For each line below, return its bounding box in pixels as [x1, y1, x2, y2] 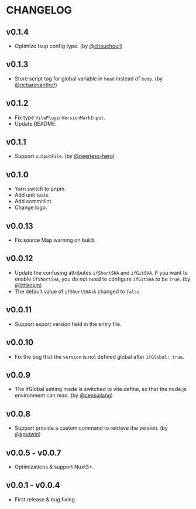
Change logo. [14, 204, 47, 211]
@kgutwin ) [14, 431, 41, 438]
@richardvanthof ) [14, 81, 57, 88]
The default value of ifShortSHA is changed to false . [14, 288, 142, 295]
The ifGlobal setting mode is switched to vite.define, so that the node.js [14, 386, 187, 393]
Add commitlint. [14, 198, 53, 205]
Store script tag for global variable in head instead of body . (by [14, 75, 163, 82]
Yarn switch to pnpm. [14, 186, 66, 193]
